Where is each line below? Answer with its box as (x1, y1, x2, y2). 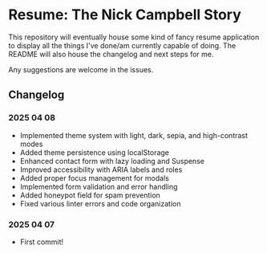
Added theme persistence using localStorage (19, 147, 170, 157)
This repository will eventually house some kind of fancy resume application (8, 32, 260, 42)
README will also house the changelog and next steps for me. (8, 49, 214, 59)
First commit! (19, 237, 64, 247)
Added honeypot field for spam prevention (19, 190, 160, 200)
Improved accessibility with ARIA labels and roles (19, 165, 183, 174)
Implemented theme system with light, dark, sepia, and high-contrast (19, 130, 249, 140)
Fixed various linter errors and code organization (19, 198, 181, 208)
